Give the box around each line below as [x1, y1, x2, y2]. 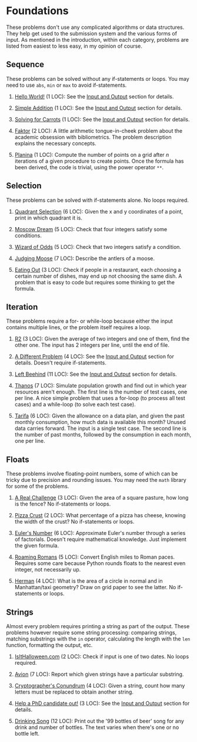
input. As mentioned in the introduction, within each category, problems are [6, 36, 189, 43]
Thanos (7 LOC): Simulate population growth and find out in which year [14, 382, 187, 389]
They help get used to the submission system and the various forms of [6, 29, 178, 37]
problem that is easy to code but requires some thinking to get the [14, 278, 175, 285]
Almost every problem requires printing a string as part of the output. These [6, 623, 190, 629]
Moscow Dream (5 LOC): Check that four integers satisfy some [14, 225, 168, 232]
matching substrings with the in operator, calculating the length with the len [6, 635, 191, 642]
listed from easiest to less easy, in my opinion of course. [6, 42, 143, 50]
